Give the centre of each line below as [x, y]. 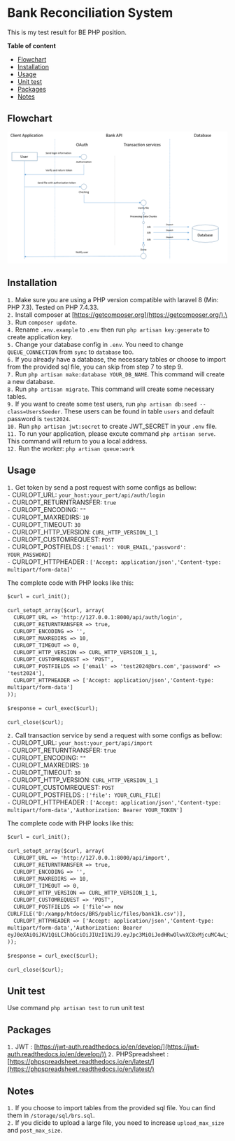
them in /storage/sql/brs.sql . [51, 1115]
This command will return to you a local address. [77, 441]
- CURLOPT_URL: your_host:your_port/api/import [80, 742]
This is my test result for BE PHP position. [67, 32]
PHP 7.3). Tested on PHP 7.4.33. [53, 307]
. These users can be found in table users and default [137, 411]
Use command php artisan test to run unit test [76, 1008]
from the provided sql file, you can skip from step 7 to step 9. [95, 367]
